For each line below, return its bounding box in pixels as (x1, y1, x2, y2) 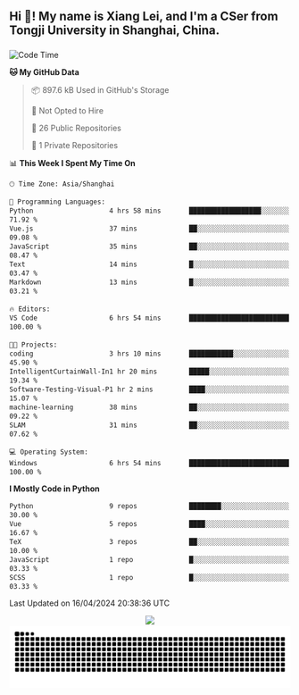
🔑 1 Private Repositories (30, 140, 119, 151)
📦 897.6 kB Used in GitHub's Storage (30, 85, 170, 96)
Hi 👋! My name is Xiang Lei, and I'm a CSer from (9, 9, 278, 24)
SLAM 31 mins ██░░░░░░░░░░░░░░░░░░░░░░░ (9, 421, 290, 430)
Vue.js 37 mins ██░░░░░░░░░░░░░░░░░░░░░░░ (9, 224, 290, 233)
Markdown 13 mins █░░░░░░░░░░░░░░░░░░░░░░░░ (9, 278, 290, 287)
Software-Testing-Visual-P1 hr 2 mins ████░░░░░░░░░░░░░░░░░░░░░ (9, 385, 290, 394)
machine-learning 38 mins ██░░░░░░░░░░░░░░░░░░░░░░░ (9, 403, 290, 412)
